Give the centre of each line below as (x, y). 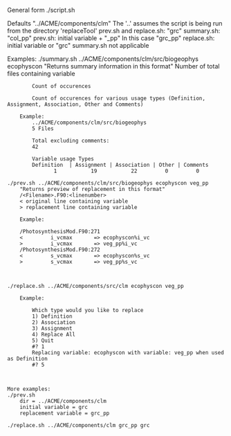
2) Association (54, 323)
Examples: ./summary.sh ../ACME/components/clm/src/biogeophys (103, 59)
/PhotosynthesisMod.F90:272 (60, 250)
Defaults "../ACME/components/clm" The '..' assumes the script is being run (115, 23)
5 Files (43, 129)
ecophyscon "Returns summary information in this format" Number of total (113, 66)
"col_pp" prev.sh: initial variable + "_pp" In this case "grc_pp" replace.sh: (111, 38)
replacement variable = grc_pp (65, 413)
